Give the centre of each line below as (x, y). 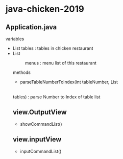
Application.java (31, 27)
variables (15, 39)
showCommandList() (41, 124)
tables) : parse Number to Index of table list (56, 97)
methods (22, 72)
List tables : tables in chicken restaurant (53, 48)
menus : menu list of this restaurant (61, 63)
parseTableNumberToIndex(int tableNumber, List (69, 82)
